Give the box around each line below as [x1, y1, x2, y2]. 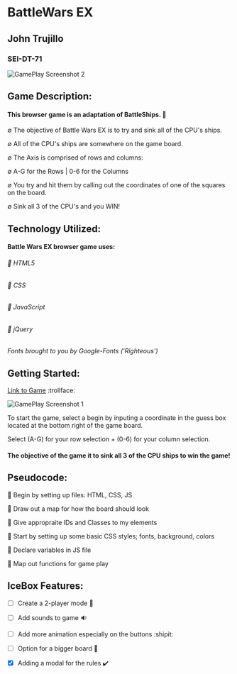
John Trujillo [7, 33, 64, 45]
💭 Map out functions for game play [7, 559, 109, 568]
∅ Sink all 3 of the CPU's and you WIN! [7, 202, 121, 211]
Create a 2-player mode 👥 [17, 599, 94, 607]
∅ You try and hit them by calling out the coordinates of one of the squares [7, 181, 226, 189]
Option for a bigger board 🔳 [17, 643, 99, 653]
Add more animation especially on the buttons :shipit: [17, 629, 174, 639]
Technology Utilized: [7, 223, 101, 235]
